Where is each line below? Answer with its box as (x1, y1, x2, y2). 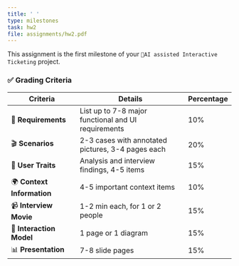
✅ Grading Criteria (7, 76, 73, 86)
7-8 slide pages (79, 245, 134, 255)
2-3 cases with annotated (79, 135, 167, 145)
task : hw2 (7, 24, 37, 31)
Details (118, 93, 143, 103)
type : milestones (7, 17, 59, 24)
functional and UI (79, 115, 137, 125)
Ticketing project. (7, 58, 60, 66)
